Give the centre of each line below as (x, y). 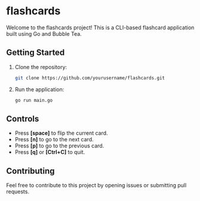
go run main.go (34, 100)
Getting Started (36, 53)
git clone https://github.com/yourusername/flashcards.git (90, 78)
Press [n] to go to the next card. (54, 140)
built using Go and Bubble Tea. (44, 33)
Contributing (30, 171)
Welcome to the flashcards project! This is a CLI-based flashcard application (100, 27)
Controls (23, 118)
